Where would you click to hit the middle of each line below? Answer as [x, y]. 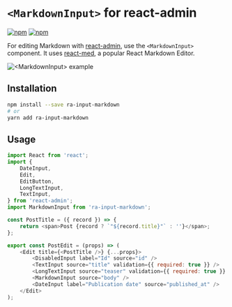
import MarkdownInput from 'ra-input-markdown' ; [79, 207]
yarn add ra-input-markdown [48, 118]
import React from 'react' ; [48, 156]
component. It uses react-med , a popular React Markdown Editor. [101, 53]
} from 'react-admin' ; [40, 201]
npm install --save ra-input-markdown [63, 105]
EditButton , [37, 181]
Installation [32, 89]
